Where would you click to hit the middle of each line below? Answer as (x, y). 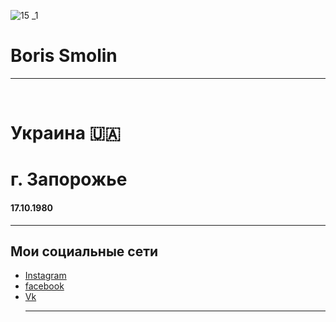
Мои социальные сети (84, 251)
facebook (44, 286)
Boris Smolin (64, 56)
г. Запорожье (69, 179)
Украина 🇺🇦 (66, 133)
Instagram (45, 276)
